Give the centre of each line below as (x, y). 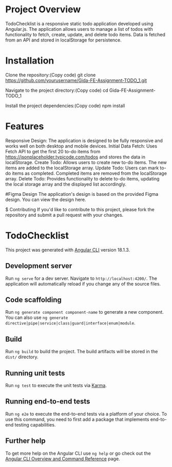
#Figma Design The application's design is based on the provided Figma (82, 194)
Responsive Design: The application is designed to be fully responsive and (84, 140)
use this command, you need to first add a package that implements (77, 419)
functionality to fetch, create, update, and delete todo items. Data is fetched (85, 34)
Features (25, 126)
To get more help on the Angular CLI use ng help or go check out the (78, 453)
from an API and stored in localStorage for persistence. (63, 40)
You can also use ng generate (37, 318)
